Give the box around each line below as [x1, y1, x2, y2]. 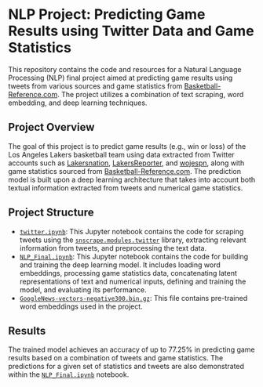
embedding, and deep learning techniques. [8, 98, 148, 107]
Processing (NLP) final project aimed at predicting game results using [8, 73, 233, 82]
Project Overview [8, 121, 95, 134]
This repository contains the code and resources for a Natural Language [8, 64, 242, 74]
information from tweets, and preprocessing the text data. [19, 243, 206, 252]
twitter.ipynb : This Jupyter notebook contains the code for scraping [19, 226, 244, 236]
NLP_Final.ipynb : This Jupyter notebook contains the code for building [19, 251, 249, 261]
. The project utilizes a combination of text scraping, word [57, 89, 244, 99]
